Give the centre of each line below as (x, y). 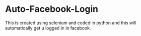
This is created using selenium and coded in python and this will (71, 23)
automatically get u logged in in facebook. (48, 28)
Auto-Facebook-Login (52, 9)
